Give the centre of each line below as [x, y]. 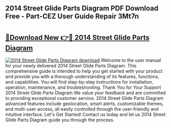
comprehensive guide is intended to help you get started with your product [84, 71]
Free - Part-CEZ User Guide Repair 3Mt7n [72, 17]
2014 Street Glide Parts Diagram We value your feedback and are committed [86, 93]
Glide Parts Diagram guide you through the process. [60, 120]
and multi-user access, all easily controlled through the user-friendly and [82, 109]
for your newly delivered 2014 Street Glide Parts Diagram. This [71, 66]
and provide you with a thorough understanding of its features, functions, [82, 76]
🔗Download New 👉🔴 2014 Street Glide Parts [77, 37]
